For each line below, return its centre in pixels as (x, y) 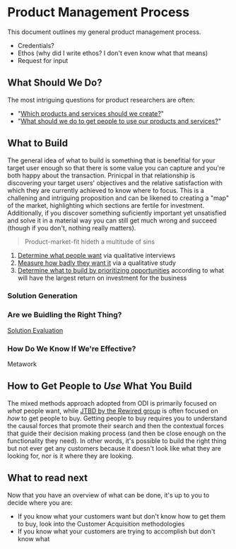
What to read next (48, 478)
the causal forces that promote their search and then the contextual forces (116, 425)
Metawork (22, 364)
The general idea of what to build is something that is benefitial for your (111, 160)
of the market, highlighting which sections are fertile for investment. (106, 205)
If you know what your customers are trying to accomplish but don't (116, 531)
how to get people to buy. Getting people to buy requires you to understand (117, 418)
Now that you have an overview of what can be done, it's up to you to (108, 495)
